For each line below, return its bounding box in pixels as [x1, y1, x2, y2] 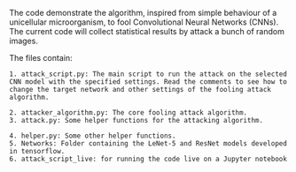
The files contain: [9, 53, 73, 63]
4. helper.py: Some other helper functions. [9, 131, 176, 140]
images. [9, 35, 38, 46]
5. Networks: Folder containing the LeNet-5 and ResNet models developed [9, 139, 288, 148]
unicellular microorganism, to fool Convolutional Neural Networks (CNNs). [9, 17, 279, 27]
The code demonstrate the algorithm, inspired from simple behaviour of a [9, 8, 277, 18]
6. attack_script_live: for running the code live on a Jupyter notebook [9, 154, 288, 163]
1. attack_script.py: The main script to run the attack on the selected [9, 70, 288, 79]
